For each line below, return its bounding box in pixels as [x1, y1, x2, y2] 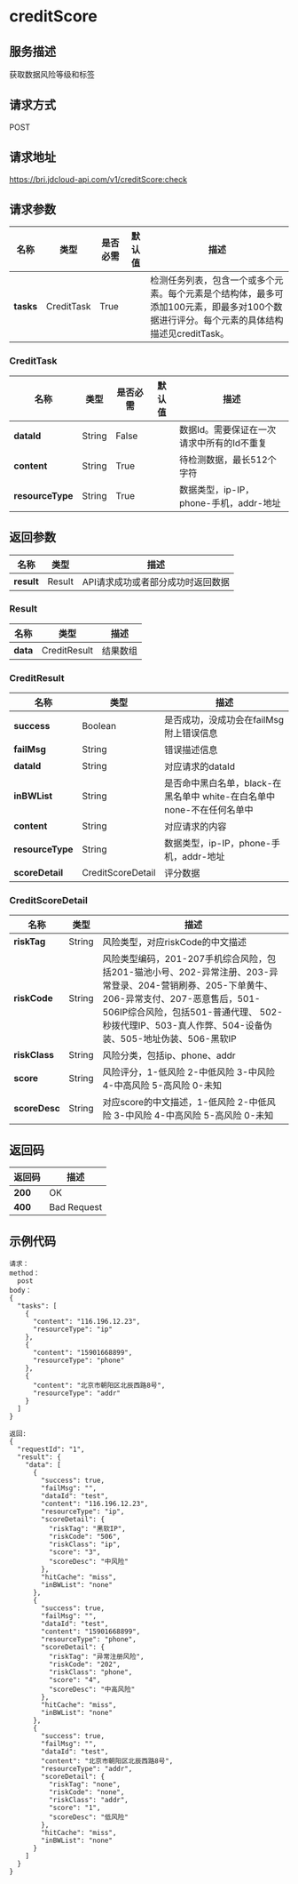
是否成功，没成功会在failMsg [163, 714, 284, 726]
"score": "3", [48, 1548, 101, 1557]
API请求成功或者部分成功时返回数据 [82, 575, 231, 588]
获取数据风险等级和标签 [9, 69, 95, 79]
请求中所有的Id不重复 [178, 437, 268, 449]
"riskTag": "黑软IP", [48, 1525, 126, 1534]
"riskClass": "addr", [48, 1796, 129, 1805]
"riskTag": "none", [48, 1780, 122, 1789]
